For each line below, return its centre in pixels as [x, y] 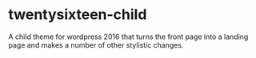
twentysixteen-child [78, 15]
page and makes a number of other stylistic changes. [96, 44]
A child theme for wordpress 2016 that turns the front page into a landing [128, 37]
